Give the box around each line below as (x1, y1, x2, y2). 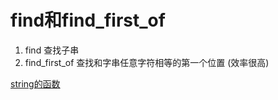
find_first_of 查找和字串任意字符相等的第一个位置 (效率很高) (24, 56, 270, 68)
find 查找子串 (24, 44, 80, 56)
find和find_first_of (10, 9, 166, 32)
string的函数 (10, 77, 61, 90)
